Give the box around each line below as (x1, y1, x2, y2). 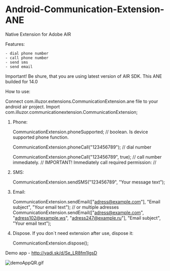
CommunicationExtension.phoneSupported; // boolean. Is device (12, 129, 148, 135)
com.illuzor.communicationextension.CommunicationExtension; (5, 109, 138, 115)
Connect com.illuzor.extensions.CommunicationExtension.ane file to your (5, 98, 158, 104)
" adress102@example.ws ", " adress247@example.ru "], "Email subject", (12, 215, 161, 221)
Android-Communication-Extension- (5, 4, 164, 15)
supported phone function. (12, 134, 69, 140)
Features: (5, 41, 25, 47)
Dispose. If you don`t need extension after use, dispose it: (12, 230, 133, 236)
